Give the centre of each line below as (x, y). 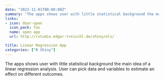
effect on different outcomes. (34, 74)
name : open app (25, 32)
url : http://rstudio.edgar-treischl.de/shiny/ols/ (62, 37)
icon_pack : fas (25, 28)
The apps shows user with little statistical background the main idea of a (78, 64)
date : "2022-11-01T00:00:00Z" (36, 9)
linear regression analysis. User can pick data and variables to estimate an (80, 69)
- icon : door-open (24, 23)
